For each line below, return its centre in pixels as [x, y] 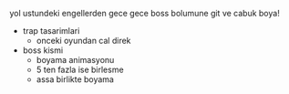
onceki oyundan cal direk [83, 41]
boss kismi [43, 50]
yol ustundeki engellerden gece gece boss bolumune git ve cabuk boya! [144, 13]
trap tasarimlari [51, 31]
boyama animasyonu [75, 60]
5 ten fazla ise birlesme [80, 69]
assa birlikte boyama [75, 79]
